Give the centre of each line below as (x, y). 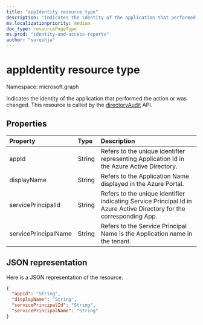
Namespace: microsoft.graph (43, 87)
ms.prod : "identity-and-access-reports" (58, 34)
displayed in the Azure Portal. (142, 183)
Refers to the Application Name (145, 176)
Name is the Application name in (147, 234)
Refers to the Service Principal (144, 226)
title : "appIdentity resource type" (52, 12)
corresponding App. (129, 216)
